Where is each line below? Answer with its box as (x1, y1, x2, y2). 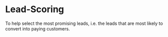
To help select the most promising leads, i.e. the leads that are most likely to (5, 20, 163, 26)
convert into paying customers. (5, 25, 70, 31)
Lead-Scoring (5, 4, 65, 15)
